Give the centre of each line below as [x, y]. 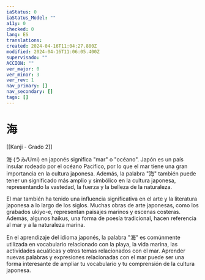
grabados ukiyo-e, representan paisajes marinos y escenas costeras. [93, 212]
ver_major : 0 [23, 69]
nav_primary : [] [27, 86]
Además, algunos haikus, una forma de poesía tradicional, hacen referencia [102, 218]
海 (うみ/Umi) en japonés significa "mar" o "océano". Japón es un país [95, 159]
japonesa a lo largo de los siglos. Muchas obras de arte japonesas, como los [102, 205]
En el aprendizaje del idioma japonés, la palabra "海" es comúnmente [93, 237]
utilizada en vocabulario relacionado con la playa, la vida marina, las [92, 244]
